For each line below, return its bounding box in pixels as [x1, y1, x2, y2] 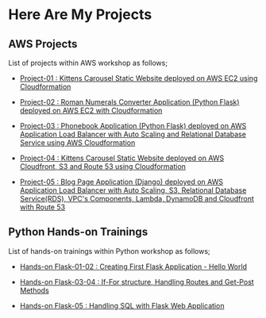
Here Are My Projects [8, 6, 152, 24]
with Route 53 [19, 202, 66, 212]
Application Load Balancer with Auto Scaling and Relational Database [19, 129, 246, 139]
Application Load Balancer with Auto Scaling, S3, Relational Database [19, 186, 247, 195]
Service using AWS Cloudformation [19, 138, 136, 148]
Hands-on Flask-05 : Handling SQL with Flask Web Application [19, 301, 225, 310]
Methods [19, 285, 49, 295]
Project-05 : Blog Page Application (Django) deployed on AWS [19, 177, 224, 186]
